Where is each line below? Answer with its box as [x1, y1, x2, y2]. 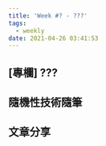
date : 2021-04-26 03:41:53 [8, 34, 99, 43]
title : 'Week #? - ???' [8, 11, 88, 20]
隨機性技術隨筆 [8, 95, 83, 109]
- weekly [15, 26, 45, 34]
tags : [8, 19, 26, 27]
